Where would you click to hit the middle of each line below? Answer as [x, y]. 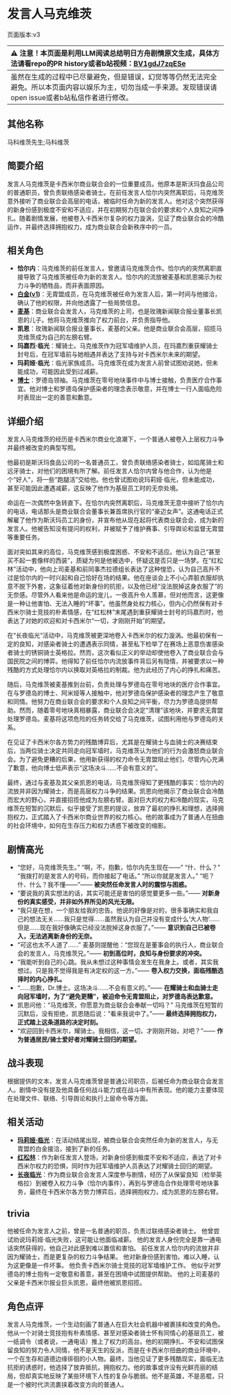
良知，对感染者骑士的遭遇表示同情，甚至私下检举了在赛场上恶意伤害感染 [121, 644]
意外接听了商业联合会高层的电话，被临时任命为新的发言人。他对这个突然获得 [115, 201]
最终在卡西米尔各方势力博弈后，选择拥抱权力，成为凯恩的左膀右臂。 [125, 1191]
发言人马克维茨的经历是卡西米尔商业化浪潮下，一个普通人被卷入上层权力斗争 [115, 439]
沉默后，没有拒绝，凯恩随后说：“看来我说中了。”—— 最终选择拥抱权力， [119, 1014]
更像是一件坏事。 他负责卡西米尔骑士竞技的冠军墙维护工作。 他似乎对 [117, 1266]
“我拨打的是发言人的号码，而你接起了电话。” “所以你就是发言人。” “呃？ [116, 876]
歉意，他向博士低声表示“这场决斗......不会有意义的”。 [87, 768]
